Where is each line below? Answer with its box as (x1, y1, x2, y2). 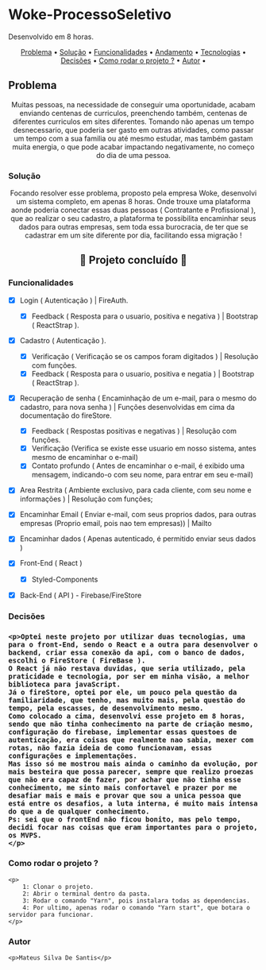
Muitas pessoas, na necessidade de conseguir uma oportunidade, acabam (11, 99, 256, 109)
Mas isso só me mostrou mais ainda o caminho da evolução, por (8, 759, 258, 768)
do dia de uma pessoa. (96, 150, 171, 160)
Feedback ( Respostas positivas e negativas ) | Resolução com (31, 427, 237, 436)
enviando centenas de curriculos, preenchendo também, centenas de (19, 108, 248, 118)
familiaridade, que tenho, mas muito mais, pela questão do (8, 695, 246, 705)
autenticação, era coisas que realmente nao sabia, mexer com (8, 735, 254, 744)
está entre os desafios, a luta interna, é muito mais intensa (8, 798, 258, 808)
